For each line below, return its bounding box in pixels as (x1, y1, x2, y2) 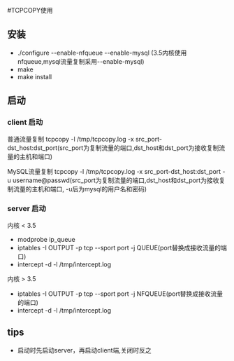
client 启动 (7, 118, 43, 128)
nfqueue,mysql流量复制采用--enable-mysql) (17, 57, 145, 65)
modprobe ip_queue (17, 235, 75, 243)
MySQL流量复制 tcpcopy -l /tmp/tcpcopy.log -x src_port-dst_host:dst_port (7, 167, 221, 175)
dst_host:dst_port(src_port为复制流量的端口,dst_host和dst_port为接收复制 (7, 143, 219, 152)
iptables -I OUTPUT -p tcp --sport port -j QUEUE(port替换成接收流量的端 (17, 243, 227, 252)
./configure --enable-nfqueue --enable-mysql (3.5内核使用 (17, 48, 187, 57)
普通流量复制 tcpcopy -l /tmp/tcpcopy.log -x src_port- (7, 135, 163, 143)
